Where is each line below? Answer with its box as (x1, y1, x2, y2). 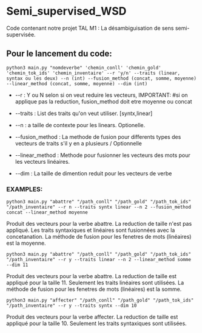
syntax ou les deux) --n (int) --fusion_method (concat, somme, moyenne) (6, 75, 197, 82)
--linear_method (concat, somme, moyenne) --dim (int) (6, 80, 148, 86)
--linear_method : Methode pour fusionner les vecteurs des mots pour (15, 151, 191, 159)
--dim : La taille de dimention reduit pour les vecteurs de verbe (15, 169, 172, 177)
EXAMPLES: (6, 184, 43, 193)
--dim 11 (6, 262, 29, 268)
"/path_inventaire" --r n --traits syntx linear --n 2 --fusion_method (6, 204, 191, 211)
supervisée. (6, 30, 36, 38)
